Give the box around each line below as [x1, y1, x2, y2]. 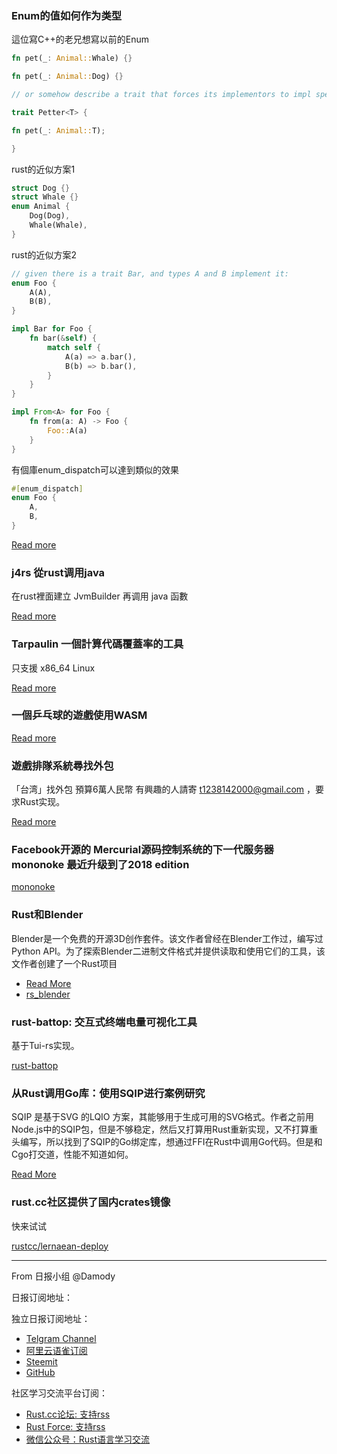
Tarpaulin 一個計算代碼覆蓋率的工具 [11, 637, 184, 651]
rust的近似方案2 [11, 248, 78, 261]
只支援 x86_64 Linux [11, 662, 96, 674]
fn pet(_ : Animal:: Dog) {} [11, 72, 124, 82]
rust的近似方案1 [11, 163, 76, 175]
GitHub [25, 1366, 56, 1378]
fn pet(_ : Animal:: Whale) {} [11, 53, 133, 64]
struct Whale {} [11, 192, 79, 202]
